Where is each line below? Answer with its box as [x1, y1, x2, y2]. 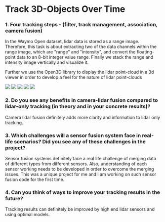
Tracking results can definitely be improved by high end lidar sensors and [5, 206, 155, 212]
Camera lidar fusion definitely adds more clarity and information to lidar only [5, 114, 161, 120]
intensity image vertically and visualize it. [5, 59, 89, 65]
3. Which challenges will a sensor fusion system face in [5, 132, 141, 139]
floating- [136, 49, 155, 55]
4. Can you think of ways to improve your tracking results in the [5, 189, 161, 196]
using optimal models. [5, 212, 50, 218]
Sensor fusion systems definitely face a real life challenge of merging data [5, 156, 157, 162]
